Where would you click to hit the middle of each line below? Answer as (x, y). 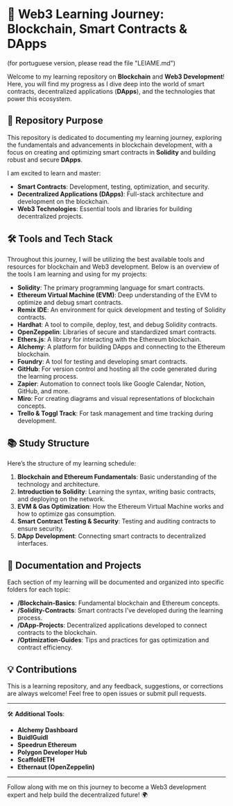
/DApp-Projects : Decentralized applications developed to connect (112, 625)
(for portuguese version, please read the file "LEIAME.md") (91, 63)
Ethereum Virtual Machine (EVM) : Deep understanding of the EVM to (117, 294)
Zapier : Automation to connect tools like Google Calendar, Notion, (111, 384)
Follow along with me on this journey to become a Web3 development (107, 787)
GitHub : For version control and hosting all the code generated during (117, 369)
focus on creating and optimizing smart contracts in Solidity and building (112, 152)
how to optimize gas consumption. (67, 514)
